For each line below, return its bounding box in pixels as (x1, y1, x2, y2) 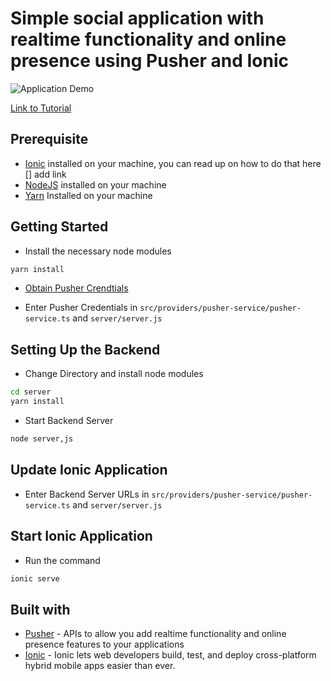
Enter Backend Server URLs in (24, 488, 150, 500)
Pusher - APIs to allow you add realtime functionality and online (24, 628, 287, 640)
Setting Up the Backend (10, 341, 161, 358)
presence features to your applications (24, 638, 185, 651)
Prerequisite (10, 131, 89, 148)
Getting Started (10, 218, 109, 236)
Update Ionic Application (10, 462, 168, 479)
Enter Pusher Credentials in (24, 302, 138, 314)
